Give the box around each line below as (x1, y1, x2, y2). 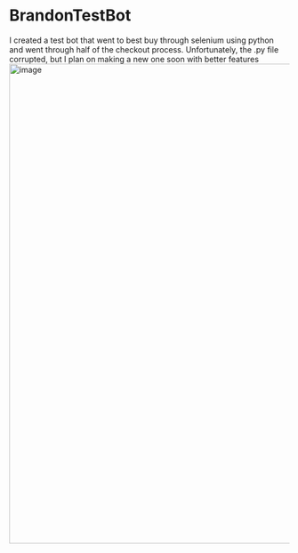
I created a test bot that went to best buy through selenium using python (9, 35, 274, 45)
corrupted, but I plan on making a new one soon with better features (9, 53, 260, 64)
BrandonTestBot (9, 5, 132, 26)
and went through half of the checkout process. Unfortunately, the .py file (9, 44, 279, 54)
